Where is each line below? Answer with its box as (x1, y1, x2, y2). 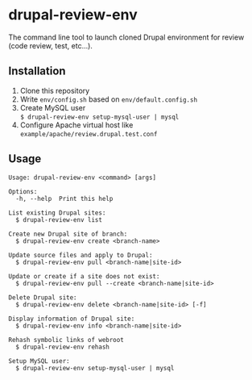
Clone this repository (19, 86, 90, 95)
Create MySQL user (19, 102, 86, 112)
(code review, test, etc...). (8, 40, 93, 50)
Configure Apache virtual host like (19, 119, 134, 130)
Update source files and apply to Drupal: (8, 251, 153, 259)
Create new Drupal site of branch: (8, 230, 128, 238)
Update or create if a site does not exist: (8, 272, 160, 280)
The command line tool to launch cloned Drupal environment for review (8, 32, 245, 42)
